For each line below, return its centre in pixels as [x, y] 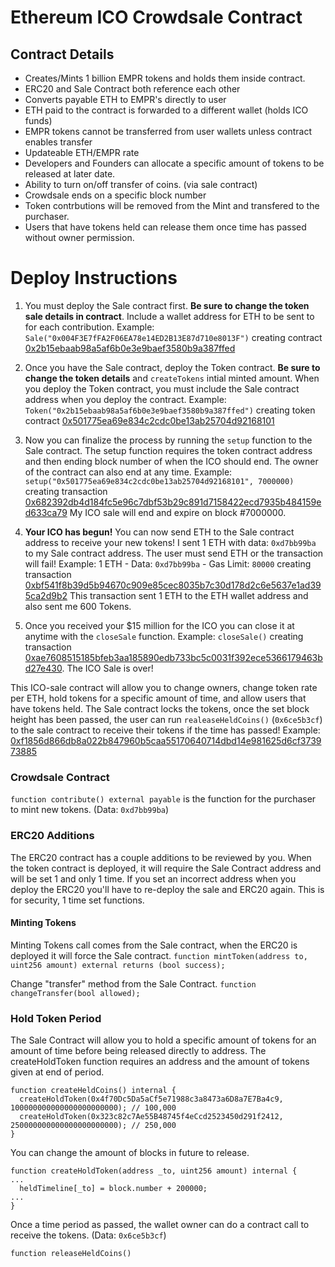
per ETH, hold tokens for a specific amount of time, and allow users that [158, 698]
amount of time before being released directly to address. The [138, 1051]
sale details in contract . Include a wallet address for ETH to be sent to [169, 316]
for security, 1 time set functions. [77, 900]
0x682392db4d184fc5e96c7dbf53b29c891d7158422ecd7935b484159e [173, 502]
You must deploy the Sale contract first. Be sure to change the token [167, 305]
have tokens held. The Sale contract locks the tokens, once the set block [160, 708]
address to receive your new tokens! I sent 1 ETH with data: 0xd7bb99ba [170, 542]
